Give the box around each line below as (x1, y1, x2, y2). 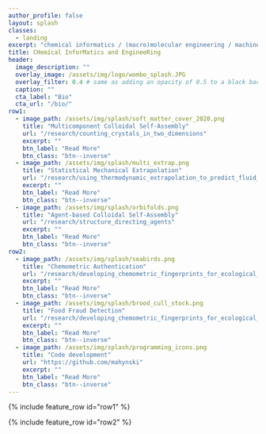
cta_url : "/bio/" (15, 100, 73, 108)
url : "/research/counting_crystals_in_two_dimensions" (22, 129, 207, 137)
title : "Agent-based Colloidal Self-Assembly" (22, 211, 179, 219)
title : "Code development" (22, 351, 112, 359)
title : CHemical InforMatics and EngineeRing (8, 48, 161, 56)
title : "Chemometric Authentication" (22, 263, 147, 271)
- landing (15, 33, 47, 42)
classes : (8, 26, 37, 34)
